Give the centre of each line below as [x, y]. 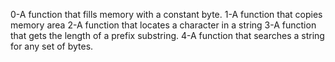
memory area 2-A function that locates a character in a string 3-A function [163, 25]
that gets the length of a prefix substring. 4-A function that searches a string [167, 35]
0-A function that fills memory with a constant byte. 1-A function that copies [166, 14]
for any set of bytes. [52, 46]
